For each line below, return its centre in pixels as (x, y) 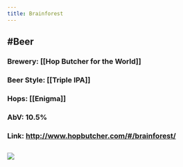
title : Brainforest (35, 14)
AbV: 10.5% (27, 117)
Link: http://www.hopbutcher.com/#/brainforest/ (92, 136)
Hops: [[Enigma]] (37, 98)
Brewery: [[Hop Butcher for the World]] (74, 61)
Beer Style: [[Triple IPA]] (49, 80)
